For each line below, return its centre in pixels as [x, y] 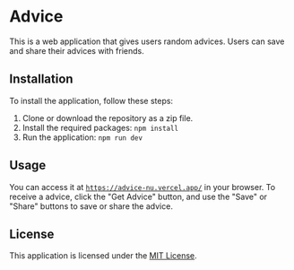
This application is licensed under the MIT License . [103, 256]
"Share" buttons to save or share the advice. [91, 206]
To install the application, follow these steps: [91, 100]
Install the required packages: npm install [100, 127]
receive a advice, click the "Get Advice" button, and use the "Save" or [138, 196]
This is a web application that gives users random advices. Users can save [147, 41]
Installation [41, 79]
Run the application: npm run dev [82, 137]
